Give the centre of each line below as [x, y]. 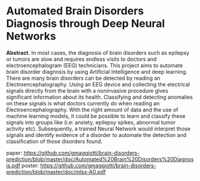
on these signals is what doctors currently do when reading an [83, 103]
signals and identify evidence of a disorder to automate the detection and [96, 135]
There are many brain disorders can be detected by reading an [83, 78]
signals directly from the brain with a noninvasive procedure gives [87, 90]
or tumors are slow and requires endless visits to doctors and [81, 59]
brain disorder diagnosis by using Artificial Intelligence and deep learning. [97, 71]
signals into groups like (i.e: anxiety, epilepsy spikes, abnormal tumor [91, 122]
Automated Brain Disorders [75, 11]
